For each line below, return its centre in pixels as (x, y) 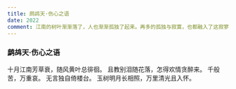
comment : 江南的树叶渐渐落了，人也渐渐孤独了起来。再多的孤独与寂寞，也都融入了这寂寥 (118, 27)
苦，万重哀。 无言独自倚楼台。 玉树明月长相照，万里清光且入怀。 (101, 78)
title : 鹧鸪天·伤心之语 (38, 14)
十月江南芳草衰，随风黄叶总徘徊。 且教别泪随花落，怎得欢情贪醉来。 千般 (113, 69)
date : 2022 (23, 20)
